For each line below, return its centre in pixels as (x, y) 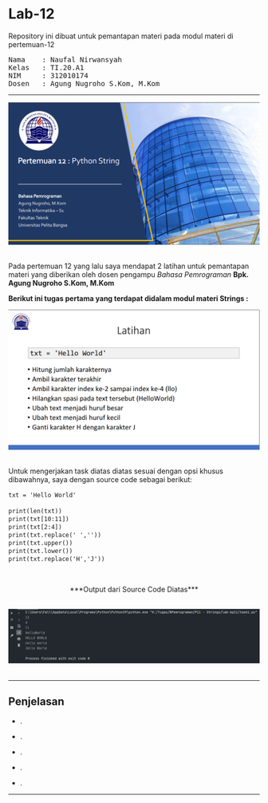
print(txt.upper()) (41, 544)
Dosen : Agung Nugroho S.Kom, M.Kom (84, 83)
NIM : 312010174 (49, 75)
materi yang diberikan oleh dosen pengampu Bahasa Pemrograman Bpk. (128, 274)
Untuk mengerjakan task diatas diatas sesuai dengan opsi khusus (116, 471)
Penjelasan (37, 702)
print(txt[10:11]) (39, 520)
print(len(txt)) (35, 512)
